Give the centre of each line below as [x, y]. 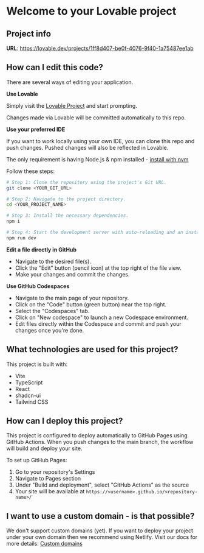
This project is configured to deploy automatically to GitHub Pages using [97, 435]
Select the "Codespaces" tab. [52, 311]
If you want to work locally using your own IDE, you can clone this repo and [100, 141]
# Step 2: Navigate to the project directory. [66, 199]
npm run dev [21, 238]
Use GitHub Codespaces [38, 286]
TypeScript [29, 382]
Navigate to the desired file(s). [53, 261]
